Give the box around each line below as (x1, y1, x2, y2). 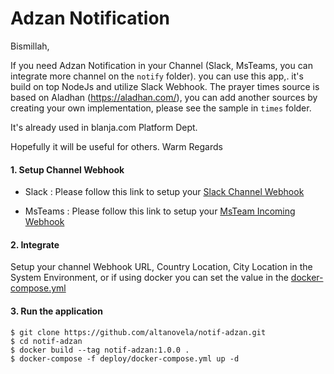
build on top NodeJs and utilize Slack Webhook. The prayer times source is (10, 80, 320, 92)
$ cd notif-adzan (10, 336, 83, 346)
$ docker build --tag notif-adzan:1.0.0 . (10, 345, 190, 355)
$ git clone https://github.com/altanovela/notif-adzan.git (10, 327, 267, 337)
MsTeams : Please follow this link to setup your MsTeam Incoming (24, 205, 296, 217)
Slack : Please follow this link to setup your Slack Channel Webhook (24, 186, 305, 198)
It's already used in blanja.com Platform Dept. (10, 121, 198, 133)
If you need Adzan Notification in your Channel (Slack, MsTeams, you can (10, 59, 313, 71)
